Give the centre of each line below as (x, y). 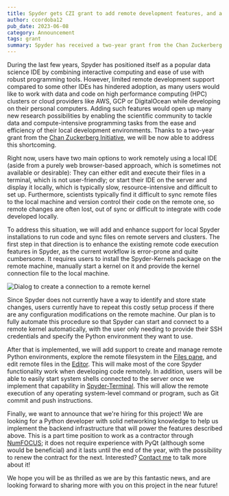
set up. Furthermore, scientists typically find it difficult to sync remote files (112, 195)
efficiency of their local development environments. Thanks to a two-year (111, 130)
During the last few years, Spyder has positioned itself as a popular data (109, 65)
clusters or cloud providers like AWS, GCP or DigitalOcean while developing (114, 101)
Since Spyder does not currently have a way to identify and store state (107, 300)
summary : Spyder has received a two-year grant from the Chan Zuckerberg (115, 45)
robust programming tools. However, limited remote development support (111, 79)
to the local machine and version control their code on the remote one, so (111, 202)
